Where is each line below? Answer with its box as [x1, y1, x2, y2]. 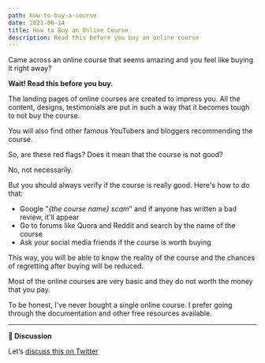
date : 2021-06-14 [8, 19, 65, 27]
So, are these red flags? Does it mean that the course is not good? [8, 150, 223, 159]
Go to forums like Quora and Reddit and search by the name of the [19, 221, 236, 230]
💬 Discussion [8, 331, 52, 341]
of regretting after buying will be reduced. [8, 261, 144, 271]
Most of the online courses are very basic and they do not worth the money [8, 277, 254, 286]
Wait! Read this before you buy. [8, 79, 114, 88]
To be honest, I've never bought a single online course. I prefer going [8, 301, 233, 310]
